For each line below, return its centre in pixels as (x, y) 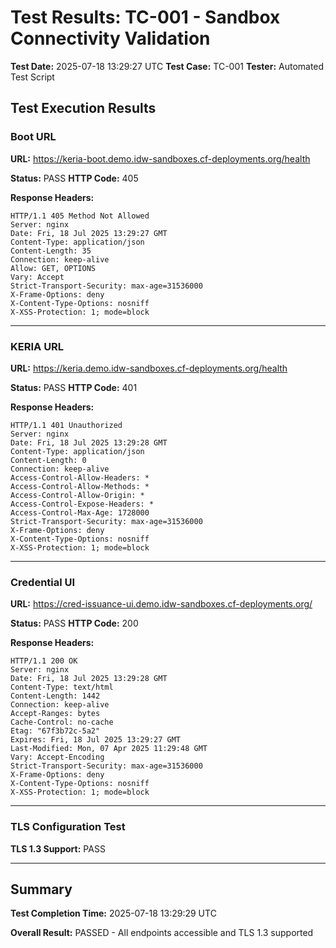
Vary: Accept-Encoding (57, 757)
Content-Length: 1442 (55, 696)
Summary (41, 889)
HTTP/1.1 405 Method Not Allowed (80, 216)
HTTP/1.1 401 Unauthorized (66, 425)
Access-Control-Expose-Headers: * (82, 504)
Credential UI (43, 582)
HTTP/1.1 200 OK (44, 661)
